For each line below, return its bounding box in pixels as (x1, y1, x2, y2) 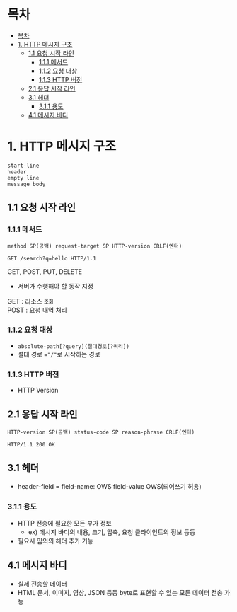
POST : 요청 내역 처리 (7, 306, 67, 314)
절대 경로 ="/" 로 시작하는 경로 (17, 350, 100, 358)
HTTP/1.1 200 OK (7, 441, 55, 448)
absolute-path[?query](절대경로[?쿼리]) (17, 342, 129, 350)
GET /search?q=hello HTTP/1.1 (7, 255, 97, 262)
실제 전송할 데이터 (17, 579, 67, 588)
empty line (7, 174, 40, 181)
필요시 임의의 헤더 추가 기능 (17, 537, 94, 545)
